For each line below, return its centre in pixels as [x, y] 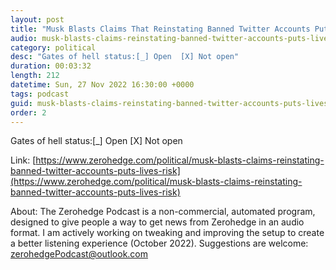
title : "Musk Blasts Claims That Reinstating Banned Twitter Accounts [160, 29]
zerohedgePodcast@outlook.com [79, 254]
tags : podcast [40, 94]
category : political [53, 47]
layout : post [37, 19]
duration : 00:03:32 [51, 66]
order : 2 [28, 112]
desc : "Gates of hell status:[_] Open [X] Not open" [125, 57]
